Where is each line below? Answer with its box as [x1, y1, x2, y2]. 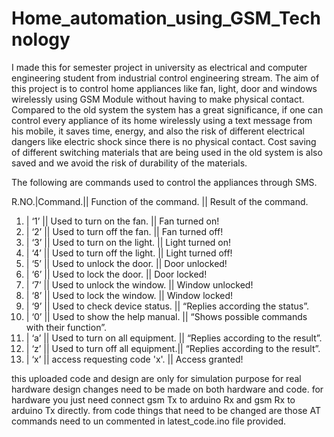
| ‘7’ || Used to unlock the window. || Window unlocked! [25, 278, 254, 291]
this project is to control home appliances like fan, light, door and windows [11, 82, 318, 94]
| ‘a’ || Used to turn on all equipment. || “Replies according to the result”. [25, 332, 323, 344]
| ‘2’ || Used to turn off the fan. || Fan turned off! [25, 225, 224, 237]
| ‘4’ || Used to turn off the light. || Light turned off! [25, 247, 233, 259]
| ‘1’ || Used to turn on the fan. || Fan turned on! [25, 215, 220, 227]
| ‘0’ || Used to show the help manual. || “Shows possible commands [25, 310, 308, 322]
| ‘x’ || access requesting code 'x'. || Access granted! [25, 353, 244, 365]
